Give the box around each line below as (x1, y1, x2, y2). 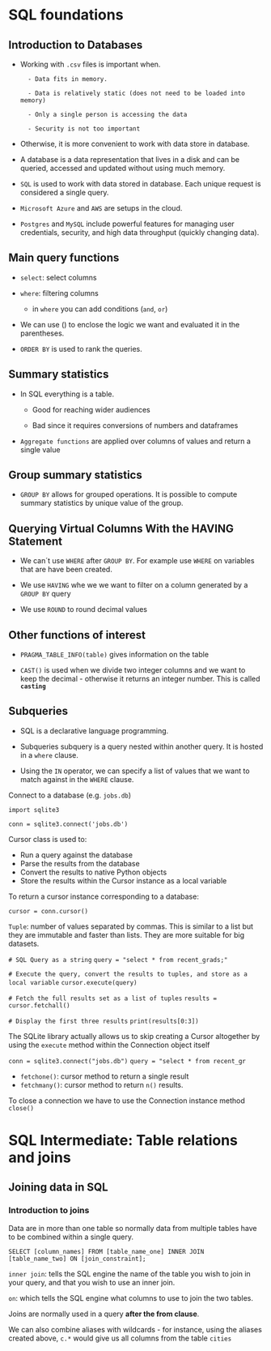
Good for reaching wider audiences (32, 404, 151, 414)
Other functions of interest (8, 628, 146, 642)
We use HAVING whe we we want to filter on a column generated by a (19, 580, 248, 590)
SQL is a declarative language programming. (19, 725, 169, 735)
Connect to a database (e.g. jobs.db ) (8, 790, 132, 800)
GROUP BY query (19, 589, 71, 599)
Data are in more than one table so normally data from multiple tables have (8, 1223, 257, 1233)
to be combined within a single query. (8, 1232, 134, 1242)
